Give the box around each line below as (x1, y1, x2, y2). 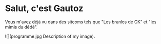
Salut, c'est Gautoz (5, 3, 84, 14)
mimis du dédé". (5, 24, 38, 29)
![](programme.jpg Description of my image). (5, 33, 95, 39)
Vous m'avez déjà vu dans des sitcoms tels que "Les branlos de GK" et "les (5, 19, 157, 25)
